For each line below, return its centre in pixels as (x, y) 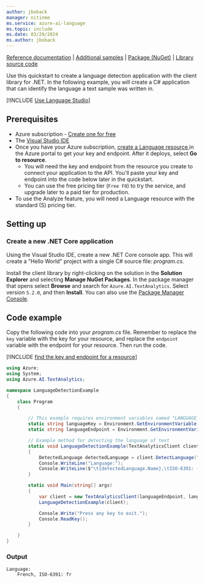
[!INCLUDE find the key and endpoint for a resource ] (72, 357)
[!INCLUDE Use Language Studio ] (48, 100)
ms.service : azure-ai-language (46, 23)
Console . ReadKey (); (63, 519)
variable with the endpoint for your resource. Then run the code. (87, 345)
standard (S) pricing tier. (46, 205)
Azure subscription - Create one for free (66, 134)
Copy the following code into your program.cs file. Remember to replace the (101, 332)
